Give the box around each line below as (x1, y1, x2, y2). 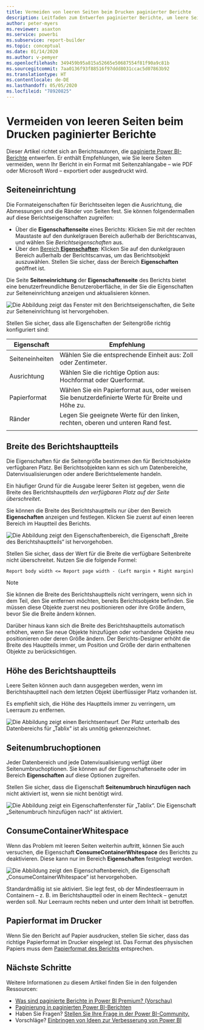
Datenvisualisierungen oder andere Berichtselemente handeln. (6, 471, 163, 478)
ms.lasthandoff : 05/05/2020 (6, 83, 78, 89)
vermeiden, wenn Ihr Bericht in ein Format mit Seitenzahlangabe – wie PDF (6, 160, 193, 168)
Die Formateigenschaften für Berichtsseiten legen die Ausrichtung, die (6, 201, 182, 208)
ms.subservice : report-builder (6, 37, 86, 43)
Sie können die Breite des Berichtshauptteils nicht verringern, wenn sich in (6, 591, 192, 598)
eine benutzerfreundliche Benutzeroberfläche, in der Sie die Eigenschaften (6, 283, 194, 290)
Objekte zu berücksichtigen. (6, 648, 77, 655)
